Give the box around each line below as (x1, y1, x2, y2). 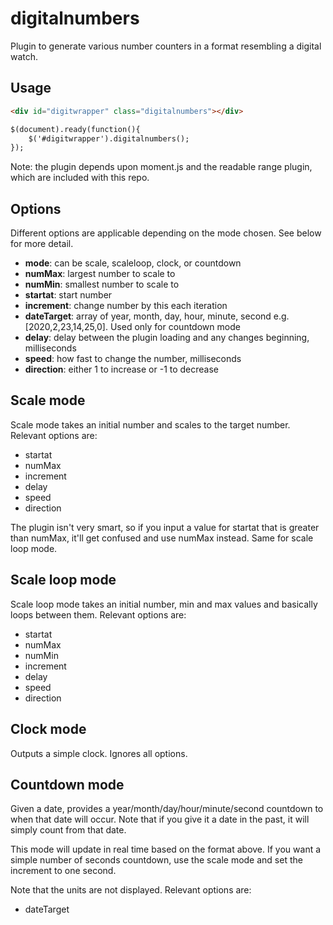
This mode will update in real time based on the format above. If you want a (10, 843, 322, 856)
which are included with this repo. (10, 172, 150, 184)
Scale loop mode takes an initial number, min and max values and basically (10, 598, 318, 610)
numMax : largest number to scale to (24, 268, 176, 280)
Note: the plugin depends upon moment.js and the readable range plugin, (10, 161, 313, 173)
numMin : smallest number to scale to (24, 278, 180, 291)
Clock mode (10, 721, 87, 738)
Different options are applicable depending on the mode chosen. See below (10, 227, 322, 239)
